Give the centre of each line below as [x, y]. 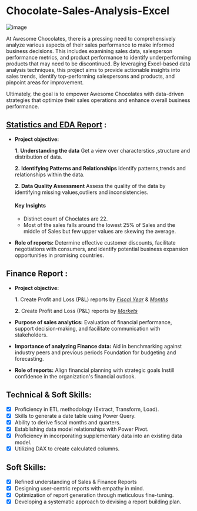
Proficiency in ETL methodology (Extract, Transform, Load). [87, 409]
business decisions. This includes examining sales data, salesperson [89, 51]
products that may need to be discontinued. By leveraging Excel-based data [98, 64]
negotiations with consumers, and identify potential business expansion [101, 249]
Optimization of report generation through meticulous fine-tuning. [94, 495]
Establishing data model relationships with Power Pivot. [81, 429]
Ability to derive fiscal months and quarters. [68, 422]
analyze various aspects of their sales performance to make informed [90, 45]
